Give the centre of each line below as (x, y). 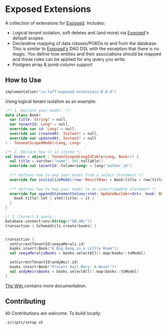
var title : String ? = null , (39, 120)
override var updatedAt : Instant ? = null (53, 138)
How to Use (23, 80)
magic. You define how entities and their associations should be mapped (87, 54)
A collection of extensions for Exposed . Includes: (55, 23)
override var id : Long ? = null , (43, 129)
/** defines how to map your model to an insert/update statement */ (83, 189)
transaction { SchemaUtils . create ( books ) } (51, 226)
